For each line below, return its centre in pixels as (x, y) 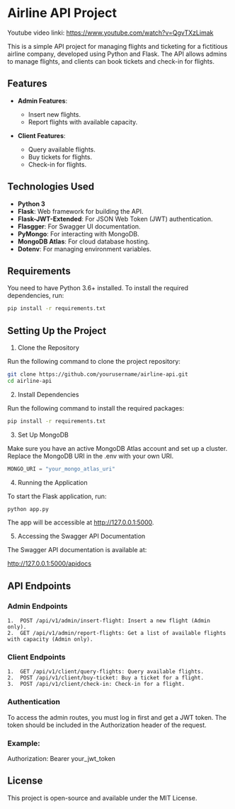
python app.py (28, 509)
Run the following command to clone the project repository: (94, 362)
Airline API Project (62, 13)
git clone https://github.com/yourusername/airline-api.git (98, 374)
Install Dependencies (48, 394)
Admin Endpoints (38, 606)
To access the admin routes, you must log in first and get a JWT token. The (117, 717)
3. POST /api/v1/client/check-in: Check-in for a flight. (96, 684)
